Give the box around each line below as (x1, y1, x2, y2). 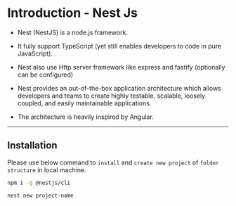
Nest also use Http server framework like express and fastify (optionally (17, 63, 225, 71)
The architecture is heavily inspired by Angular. (17, 112, 155, 121)
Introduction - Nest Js (7, 5, 138, 21)
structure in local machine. (7, 165, 86, 174)
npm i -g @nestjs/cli (7, 179, 71, 186)
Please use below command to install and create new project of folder (7, 158, 219, 167)
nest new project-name (7, 192, 74, 199)
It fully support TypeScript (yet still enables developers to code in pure (17, 41, 222, 50)
